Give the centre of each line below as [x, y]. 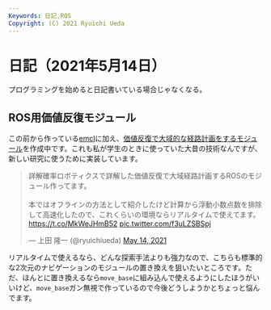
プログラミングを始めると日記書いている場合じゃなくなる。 [108, 90]
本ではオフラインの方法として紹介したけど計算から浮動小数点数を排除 [145, 205]
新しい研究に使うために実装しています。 [76, 159]
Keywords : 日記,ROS [40, 16]
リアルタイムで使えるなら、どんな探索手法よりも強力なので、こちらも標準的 [135, 258]
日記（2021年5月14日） [87, 66]
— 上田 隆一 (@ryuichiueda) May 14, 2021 [97, 241]
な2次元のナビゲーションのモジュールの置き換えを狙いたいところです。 [127, 268]
